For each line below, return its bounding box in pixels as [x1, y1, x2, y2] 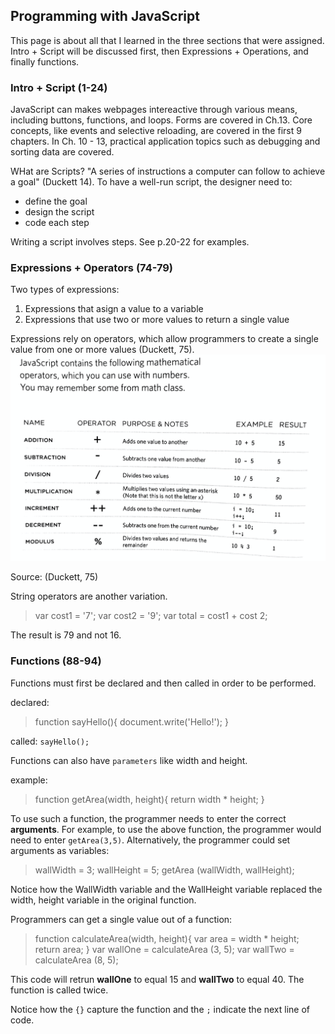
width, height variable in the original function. [10, 894, 197, 906]
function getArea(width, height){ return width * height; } [34, 793, 265, 805]
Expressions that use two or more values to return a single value [24, 314, 290, 326]
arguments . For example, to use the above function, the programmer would [10, 823, 322, 835]
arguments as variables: [10, 844, 110, 856]
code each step [24, 217, 90, 229]
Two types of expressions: [10, 284, 120, 296]
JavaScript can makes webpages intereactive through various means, [10, 104, 298, 116]
